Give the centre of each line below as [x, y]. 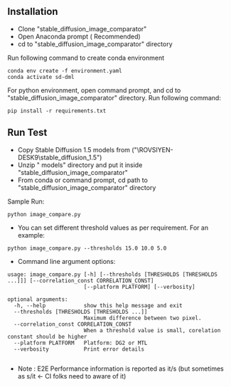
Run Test [27, 133]
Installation [33, 12]
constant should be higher [47, 336]
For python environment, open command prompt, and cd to [94, 90]
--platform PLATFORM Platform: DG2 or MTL [81, 343]
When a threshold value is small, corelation [152, 330]
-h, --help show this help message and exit [98, 305]
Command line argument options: [66, 261]
